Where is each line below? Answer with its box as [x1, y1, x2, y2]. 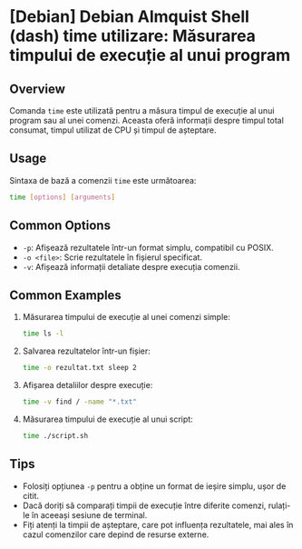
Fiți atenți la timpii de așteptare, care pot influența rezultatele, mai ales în [22, 519, 294, 530]
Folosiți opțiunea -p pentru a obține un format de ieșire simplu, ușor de [22, 480, 287, 492]
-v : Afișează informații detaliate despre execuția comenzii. [22, 261, 240, 272]
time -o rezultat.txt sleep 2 [22, 364, 138, 373]
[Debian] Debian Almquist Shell [9, 6, 249, 27]
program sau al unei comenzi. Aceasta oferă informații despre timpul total [9, 115, 284, 125]
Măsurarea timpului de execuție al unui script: [22, 414, 193, 424]
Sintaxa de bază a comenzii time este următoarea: [9, 175, 197, 185]
